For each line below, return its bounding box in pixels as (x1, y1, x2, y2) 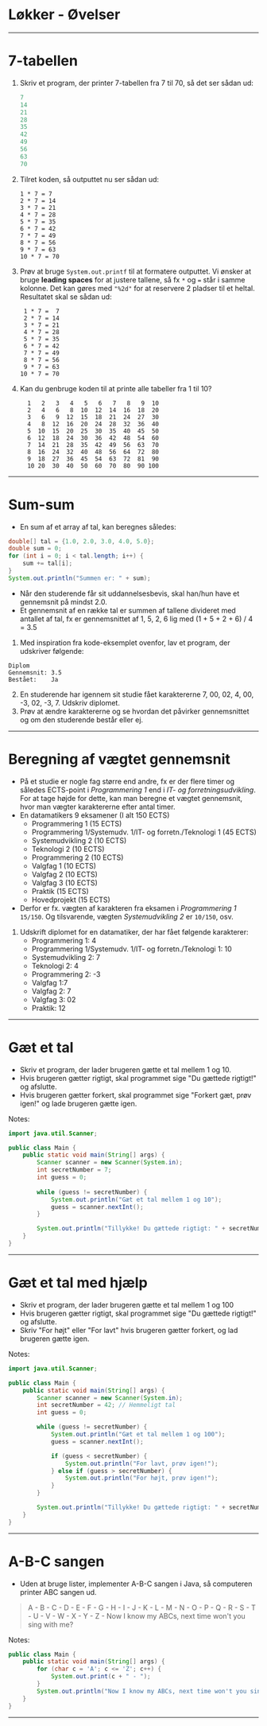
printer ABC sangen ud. (19, 1587, 97, 1596)
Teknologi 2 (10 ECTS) (31, 844, 105, 853)
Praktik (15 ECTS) (31, 886, 89, 896)
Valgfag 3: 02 (31, 994, 76, 1004)
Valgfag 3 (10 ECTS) (31, 877, 98, 888)
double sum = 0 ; (8, 545, 62, 553)
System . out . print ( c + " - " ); (50, 1673, 151, 1681)
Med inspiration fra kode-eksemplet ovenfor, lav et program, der (19, 638, 230, 647)
